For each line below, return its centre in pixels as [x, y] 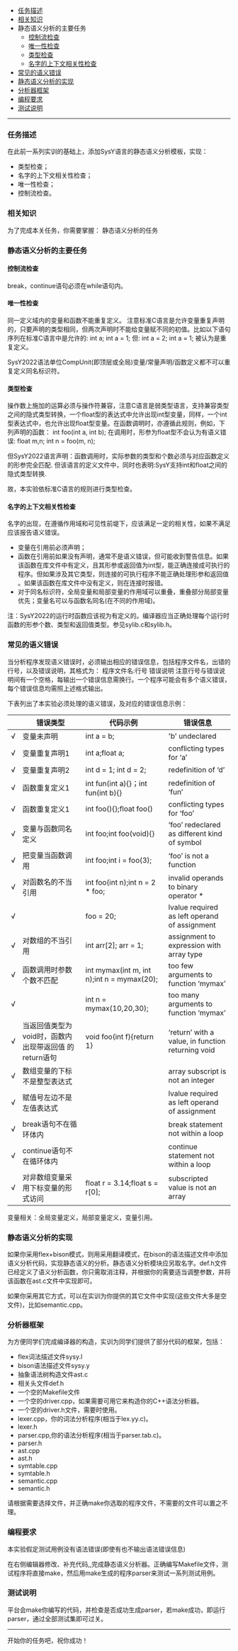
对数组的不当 [44, 940]
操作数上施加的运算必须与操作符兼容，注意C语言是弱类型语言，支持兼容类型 [118, 406]
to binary [183, 887]
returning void [192, 1050]
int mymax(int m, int [118, 970]
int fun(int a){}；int [116, 783]
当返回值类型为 [47, 1025]
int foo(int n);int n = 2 [120, 882]
